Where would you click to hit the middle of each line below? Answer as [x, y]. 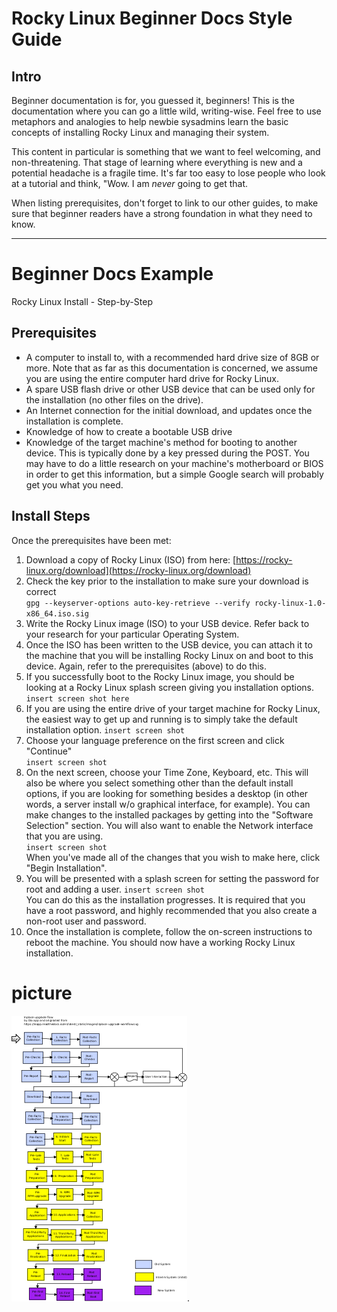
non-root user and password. [86, 921]
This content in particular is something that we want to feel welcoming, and [166, 151]
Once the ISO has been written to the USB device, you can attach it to [169, 644]
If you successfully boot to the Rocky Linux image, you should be [160, 676]
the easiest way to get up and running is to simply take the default [161, 719]
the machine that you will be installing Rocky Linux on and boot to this [169, 655]
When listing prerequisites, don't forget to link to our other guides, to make [165, 203]
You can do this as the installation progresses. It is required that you [165, 899]
